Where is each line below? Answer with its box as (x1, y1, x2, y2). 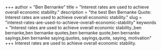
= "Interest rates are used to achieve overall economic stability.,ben (5, 25, 142, 31)
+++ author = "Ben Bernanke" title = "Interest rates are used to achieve (5, 4, 149, 10)
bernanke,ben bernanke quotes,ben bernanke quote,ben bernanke (5, 30, 140, 35)
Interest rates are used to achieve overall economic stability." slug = (5, 15, 142, 20)
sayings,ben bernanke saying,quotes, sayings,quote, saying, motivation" (5, 35, 152, 41)
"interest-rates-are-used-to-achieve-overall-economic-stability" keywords (5, 19, 157, 25)
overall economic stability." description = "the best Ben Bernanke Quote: (5, 9, 152, 15)
